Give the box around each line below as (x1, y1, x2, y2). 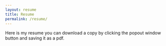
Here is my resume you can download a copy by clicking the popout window (5, 30, 161, 36)
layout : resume (5, 7, 37, 12)
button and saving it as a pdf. (5, 35, 64, 41)
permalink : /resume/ (5, 16, 48, 21)
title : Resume (5, 12, 35, 17)
